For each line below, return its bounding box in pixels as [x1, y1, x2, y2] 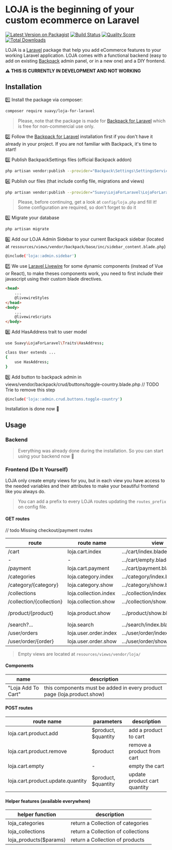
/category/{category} [8, 581, 59, 588]
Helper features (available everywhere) [5, 798, 91, 804]
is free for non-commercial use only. [17, 123, 95, 129]
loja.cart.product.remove [8, 747, 68, 755]
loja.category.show [67, 581, 114, 588]
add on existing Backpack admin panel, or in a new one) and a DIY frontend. [5, 57, 166, 64]
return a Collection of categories [71, 820, 149, 827]
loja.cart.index [67, 548, 101, 555]
